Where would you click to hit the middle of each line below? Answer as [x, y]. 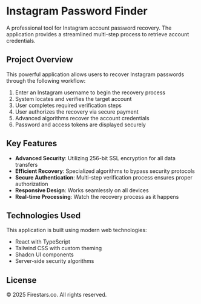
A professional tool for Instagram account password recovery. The [89, 28]
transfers [26, 164]
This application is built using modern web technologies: [77, 230]
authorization [31, 184]
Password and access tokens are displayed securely [81, 125]
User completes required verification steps [68, 105]
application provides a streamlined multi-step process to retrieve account [98, 34]
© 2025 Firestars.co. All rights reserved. [57, 295]
